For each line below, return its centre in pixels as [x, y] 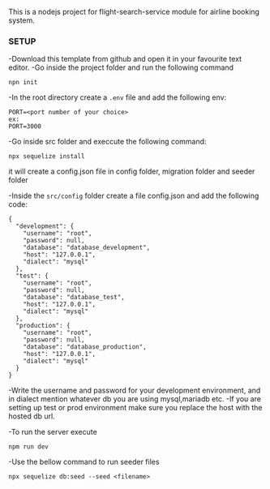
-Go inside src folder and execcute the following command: [107, 142]
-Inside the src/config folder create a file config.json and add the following [134, 196]
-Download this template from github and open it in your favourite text [125, 59]
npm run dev [28, 447]
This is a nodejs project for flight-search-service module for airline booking [134, 12]
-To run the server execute [53, 432]
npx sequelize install [47, 157]
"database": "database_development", [87, 248]
